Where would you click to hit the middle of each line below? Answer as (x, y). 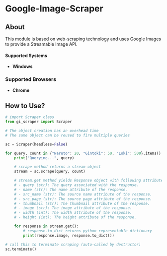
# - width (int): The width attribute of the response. (73, 213)
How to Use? (25, 105)
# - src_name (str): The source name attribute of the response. (83, 194)
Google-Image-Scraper (54, 9)
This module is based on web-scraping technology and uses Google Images (83, 39)
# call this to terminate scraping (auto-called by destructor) (73, 244)
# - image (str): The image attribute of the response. (73, 208)
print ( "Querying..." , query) (44, 158)
